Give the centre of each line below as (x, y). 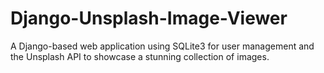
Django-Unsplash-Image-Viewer (149, 18)
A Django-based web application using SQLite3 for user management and (162, 46)
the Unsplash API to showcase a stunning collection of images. (140, 56)
